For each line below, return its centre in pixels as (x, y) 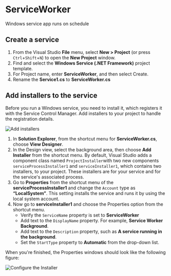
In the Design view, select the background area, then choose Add (82, 149)
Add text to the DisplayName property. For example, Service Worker (92, 220)
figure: (12, 258)
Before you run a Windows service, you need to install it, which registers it (84, 108)
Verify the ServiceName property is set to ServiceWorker (80, 215)
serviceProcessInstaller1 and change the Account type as (74, 188)
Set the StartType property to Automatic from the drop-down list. (90, 242)
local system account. (36, 199)
